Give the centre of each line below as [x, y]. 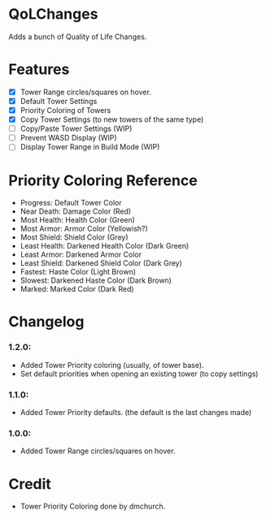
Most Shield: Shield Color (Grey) [74, 237]
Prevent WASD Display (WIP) [68, 138]
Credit [30, 484]
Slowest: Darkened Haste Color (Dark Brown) [96, 280]
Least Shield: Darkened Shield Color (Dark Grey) [101, 263]
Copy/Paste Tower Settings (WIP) [76, 129]
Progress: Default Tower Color [71, 203]
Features [39, 69]
